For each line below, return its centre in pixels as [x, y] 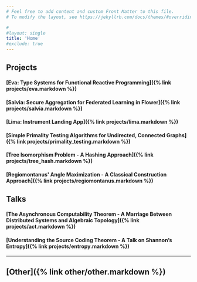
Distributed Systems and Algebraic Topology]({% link [73, 220]
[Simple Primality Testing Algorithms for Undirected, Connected [86, 135]
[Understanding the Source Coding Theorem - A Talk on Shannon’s [89, 240]
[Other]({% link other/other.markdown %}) [86, 272]
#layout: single [26, 33]
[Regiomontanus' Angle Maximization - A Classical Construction [86, 174]
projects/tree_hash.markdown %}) [49, 161]
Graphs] [176, 135]
